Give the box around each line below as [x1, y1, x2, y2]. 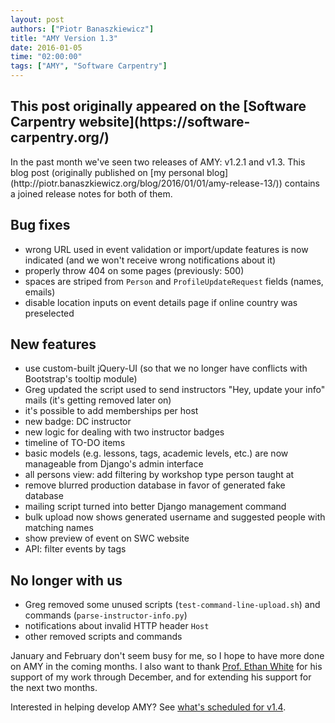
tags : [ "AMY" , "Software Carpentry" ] [10, 61, 168, 71]
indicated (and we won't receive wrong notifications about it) [24, 254, 277, 266]
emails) [24, 286, 56, 298]
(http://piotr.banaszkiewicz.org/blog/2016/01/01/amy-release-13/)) [10, 177, 283, 189]
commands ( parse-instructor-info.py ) [24, 609, 188, 621]
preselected [24, 307, 75, 319]
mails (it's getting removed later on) [24, 394, 172, 406]
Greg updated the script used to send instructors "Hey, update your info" [24, 384, 326, 396]
